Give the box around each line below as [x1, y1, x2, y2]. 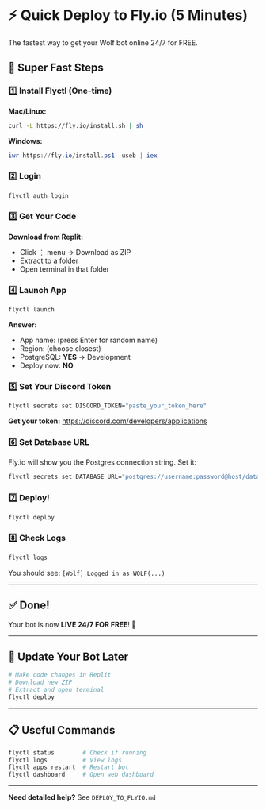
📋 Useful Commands [8, 723, 116, 737]
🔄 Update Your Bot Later [8, 650, 129, 663]
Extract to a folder [19, 256, 79, 265]
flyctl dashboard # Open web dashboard [8, 771, 154, 779]
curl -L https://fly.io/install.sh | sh [8, 121, 144, 129]
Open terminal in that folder [19, 264, 110, 274]
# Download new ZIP [8, 678, 73, 687]
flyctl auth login [8, 191, 69, 199]
